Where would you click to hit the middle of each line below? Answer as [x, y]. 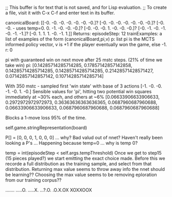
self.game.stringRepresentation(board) [46, 128]
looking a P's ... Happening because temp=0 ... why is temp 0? [71, 143]
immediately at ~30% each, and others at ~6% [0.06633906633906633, [83, 97]
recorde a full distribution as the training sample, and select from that [79, 164]
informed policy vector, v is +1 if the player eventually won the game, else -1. [86, 45]
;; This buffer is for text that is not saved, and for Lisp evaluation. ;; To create [86, 7]
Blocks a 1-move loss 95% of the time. [46, 118]
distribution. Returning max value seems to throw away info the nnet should [85, 169]
